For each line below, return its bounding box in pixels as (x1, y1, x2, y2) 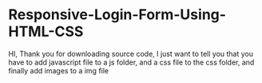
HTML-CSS (8, 22, 84, 41)
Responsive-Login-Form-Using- (8, 6, 226, 24)
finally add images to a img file (8, 65, 109, 75)
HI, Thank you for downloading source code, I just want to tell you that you (8, 49, 254, 58)
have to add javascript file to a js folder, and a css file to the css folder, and (8, 57, 255, 67)
